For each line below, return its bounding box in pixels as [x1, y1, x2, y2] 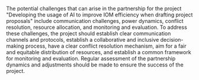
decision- [160, 36, 184, 43]
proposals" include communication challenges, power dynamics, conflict [6, 18, 184, 24]
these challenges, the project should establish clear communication [6, 30, 171, 37]
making [6, 42, 25, 49]
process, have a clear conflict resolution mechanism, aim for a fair [25, 42, 187, 49]
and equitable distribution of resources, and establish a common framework [6, 49, 191, 55]
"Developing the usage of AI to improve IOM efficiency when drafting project [6, 11, 193, 18]
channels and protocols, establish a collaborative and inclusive [6, 36, 159, 43]
